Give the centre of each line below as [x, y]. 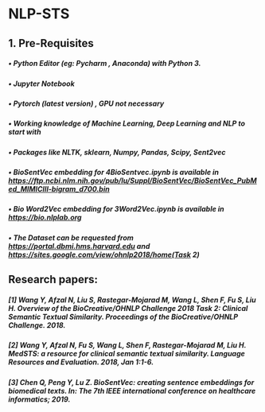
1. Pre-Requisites [51, 43]
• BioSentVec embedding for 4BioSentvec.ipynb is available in [114, 173]
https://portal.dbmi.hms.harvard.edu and [79, 246]
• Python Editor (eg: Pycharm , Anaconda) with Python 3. [105, 64]
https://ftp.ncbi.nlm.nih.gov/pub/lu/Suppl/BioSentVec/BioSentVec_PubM [132, 181]
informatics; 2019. [39, 399]
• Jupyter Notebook [42, 84]
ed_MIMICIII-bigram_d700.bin [59, 189]
